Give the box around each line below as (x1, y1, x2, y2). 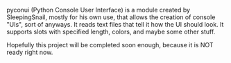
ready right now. (6, 48, 53, 56)
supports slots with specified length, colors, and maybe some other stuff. (6, 27, 216, 36)
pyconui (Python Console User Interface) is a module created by (6, 6, 191, 14)
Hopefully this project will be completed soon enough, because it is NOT (6, 41, 214, 49)
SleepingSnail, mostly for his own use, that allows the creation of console (6, 13, 216, 21)
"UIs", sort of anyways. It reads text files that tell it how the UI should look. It (6, 21, 224, 28)
